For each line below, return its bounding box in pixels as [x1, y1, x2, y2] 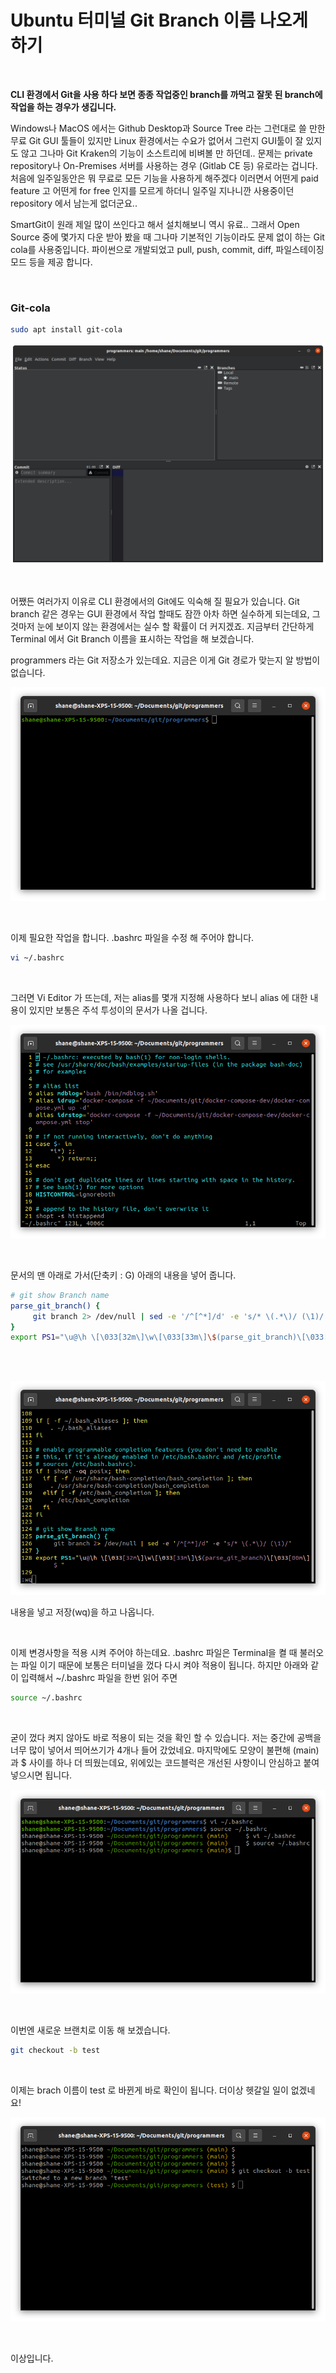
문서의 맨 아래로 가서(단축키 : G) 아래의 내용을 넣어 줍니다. [10, 1269, 237, 1281]
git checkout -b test [10, 2046, 101, 2056]
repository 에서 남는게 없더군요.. [10, 197, 138, 209]
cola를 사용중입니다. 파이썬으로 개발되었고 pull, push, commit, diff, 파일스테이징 [10, 243, 325, 255]
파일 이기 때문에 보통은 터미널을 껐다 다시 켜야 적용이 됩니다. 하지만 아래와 [20, 1659, 309, 1671]
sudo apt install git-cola [10, 325, 123, 335]
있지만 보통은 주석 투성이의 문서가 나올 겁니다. [28, 1004, 208, 1016]
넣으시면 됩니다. [10, 1769, 73, 1781]
